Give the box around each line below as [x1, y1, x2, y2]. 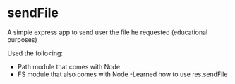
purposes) [7, 35, 37, 43]
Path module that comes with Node [17, 62, 121, 71]
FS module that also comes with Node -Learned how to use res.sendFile [17, 70, 228, 78]
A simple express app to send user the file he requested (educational [7, 28, 208, 36]
